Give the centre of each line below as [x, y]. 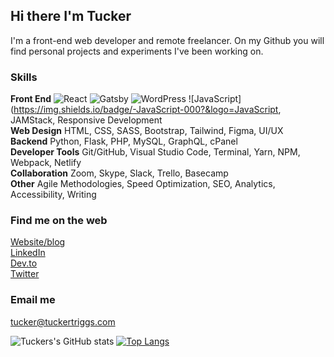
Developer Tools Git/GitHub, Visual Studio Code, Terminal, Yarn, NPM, [155, 152]
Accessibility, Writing [53, 195]
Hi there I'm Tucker [71, 16]
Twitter [25, 274]
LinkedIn [28, 253]
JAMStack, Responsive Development [86, 120]
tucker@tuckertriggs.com [63, 321]
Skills [24, 77]
